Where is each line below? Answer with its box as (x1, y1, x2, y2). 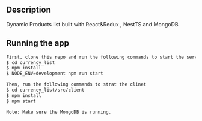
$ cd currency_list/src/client (6, 87, 85, 93)
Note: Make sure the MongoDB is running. (6, 109, 112, 115)
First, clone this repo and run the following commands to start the (6, 54, 185, 60)
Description (6, 5, 51, 15)
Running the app (6, 38, 69, 49)
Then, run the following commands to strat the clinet (6, 81, 147, 87)
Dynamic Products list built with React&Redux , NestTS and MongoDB (6, 20, 179, 28)
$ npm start (6, 98, 36, 104)
